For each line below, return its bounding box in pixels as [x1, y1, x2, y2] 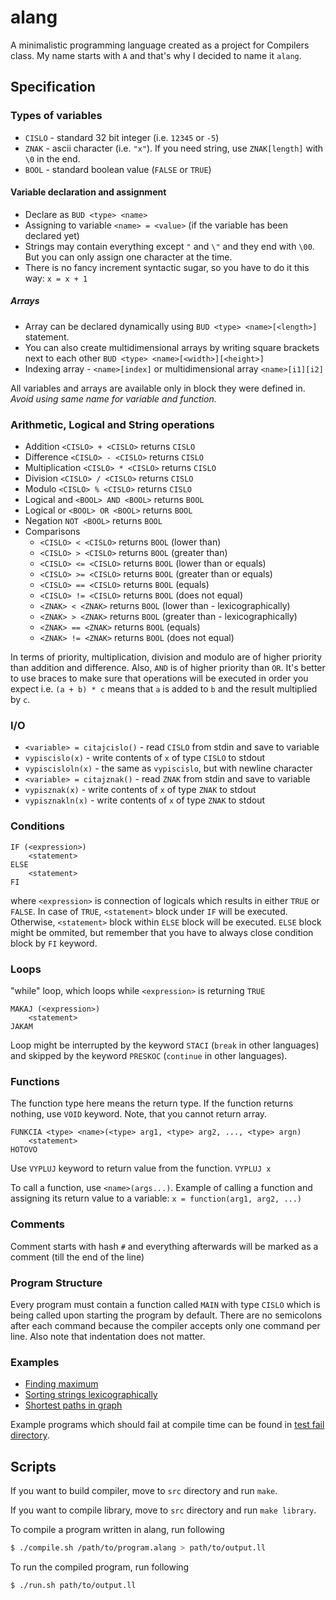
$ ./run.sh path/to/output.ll [10, 1580, 137, 1590]
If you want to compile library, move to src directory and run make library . [10, 1504, 317, 1516]
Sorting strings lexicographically [24, 1389, 158, 1401]
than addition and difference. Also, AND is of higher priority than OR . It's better [10, 662, 326, 674]
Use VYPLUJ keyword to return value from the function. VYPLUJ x [10, 1162, 272, 1175]
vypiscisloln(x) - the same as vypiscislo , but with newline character [24, 762, 313, 775]
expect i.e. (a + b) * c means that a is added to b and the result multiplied [10, 683, 318, 695]
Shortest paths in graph [24, 1399, 123, 1411]
